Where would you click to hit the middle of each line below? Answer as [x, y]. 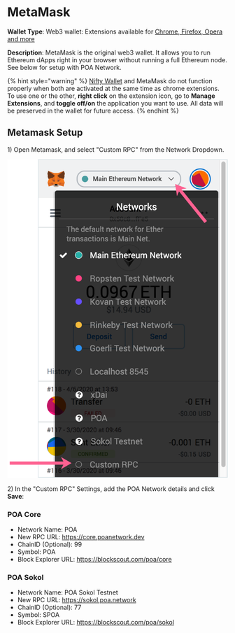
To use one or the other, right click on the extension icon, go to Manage [111, 96]
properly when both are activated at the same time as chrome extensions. [114, 88]
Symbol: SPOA [38, 615]
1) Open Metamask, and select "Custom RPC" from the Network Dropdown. [116, 149]
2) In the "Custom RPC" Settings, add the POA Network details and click [111, 489]
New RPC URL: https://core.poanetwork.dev [81, 536]
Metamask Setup [45, 133]
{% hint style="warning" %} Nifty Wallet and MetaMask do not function [110, 80]
